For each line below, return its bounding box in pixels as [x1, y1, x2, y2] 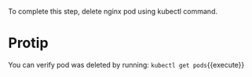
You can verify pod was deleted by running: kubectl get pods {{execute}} [8, 60, 245, 69]
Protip [8, 35, 49, 52]
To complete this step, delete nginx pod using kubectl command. [8, 7, 218, 16]
